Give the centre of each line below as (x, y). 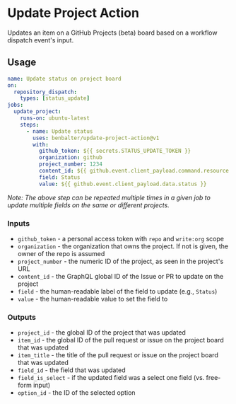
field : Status (59, 177)
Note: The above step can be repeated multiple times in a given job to (109, 197)
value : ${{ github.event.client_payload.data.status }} (123, 184)
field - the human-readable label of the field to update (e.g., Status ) (117, 291)
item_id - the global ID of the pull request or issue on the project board (120, 340)
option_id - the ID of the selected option (76, 393)
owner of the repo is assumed (61, 253)
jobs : (15, 105)
